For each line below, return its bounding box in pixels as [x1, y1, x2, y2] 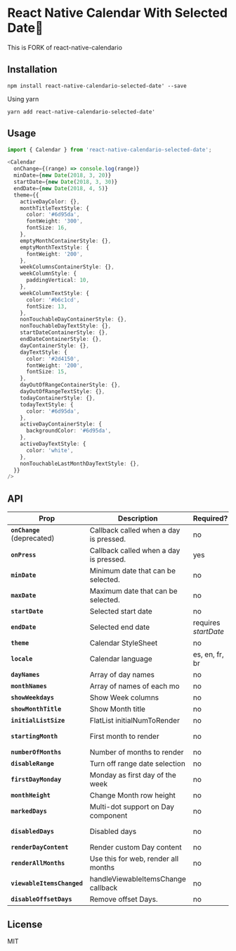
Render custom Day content [89, 843, 182, 852]
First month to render [89, 731, 159, 741]
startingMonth [11, 733, 58, 740]
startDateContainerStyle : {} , [20, 329, 109, 336]
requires [192, 618, 221, 628]
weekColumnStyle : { [20, 270, 77, 278]
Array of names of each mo [89, 681, 181, 691]
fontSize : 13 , [25, 303, 68, 310]
